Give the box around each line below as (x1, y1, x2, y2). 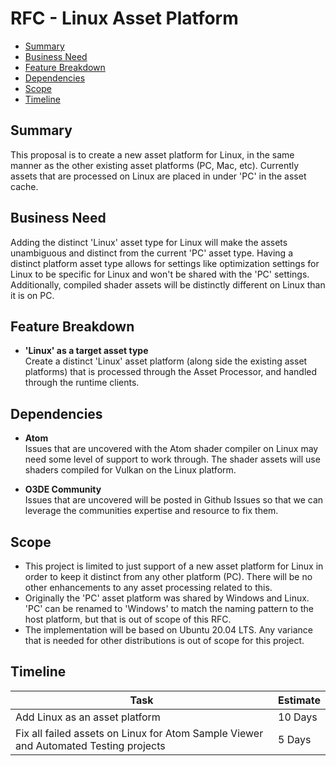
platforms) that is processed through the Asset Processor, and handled (24, 366, 318, 378)
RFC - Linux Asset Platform (10, 7, 239, 30)
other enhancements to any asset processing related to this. (24, 582, 273, 593)
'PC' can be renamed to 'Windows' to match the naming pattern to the (24, 603, 314, 614)
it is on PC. (10, 289, 55, 301)
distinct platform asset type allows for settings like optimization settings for (10, 257, 320, 269)
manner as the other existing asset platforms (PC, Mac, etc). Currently (10, 159, 300, 171)
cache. (10, 180, 39, 192)
